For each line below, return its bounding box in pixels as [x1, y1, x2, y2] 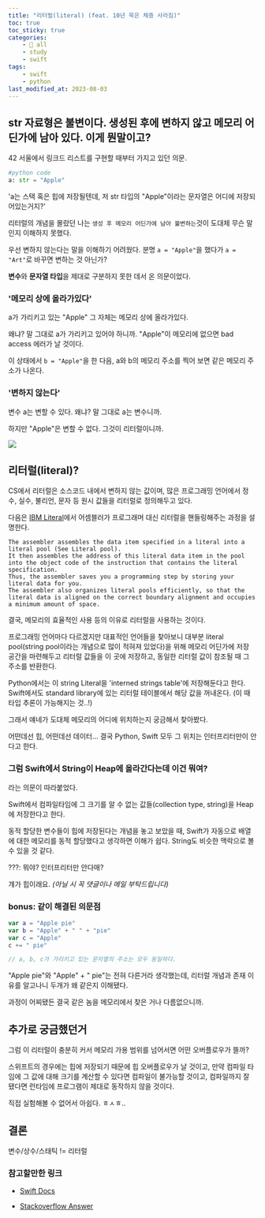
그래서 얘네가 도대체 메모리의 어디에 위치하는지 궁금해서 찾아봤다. [8, 715, 209, 724]
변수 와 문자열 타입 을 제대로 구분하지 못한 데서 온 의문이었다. [8, 271, 191, 281]
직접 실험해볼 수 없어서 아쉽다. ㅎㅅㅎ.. [8, 1098, 126, 1108]
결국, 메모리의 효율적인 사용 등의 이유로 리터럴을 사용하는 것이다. [8, 615, 207, 625]
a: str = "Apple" [8, 177, 65, 185]
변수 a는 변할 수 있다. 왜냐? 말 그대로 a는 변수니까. [8, 407, 162, 417]
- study [22, 48, 47, 56]
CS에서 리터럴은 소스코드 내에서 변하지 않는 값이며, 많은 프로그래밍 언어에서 [8, 486, 241, 495]
